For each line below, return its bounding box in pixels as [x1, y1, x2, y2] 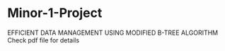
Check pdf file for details [7, 35, 80, 44]
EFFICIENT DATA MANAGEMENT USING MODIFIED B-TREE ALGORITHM [7, 28, 218, 37]
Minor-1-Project [7, 5, 103, 21]
